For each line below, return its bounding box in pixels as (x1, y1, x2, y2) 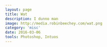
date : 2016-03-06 (5, 30, 41, 35)
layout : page (5, 7, 32, 12)
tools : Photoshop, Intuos (5, 35, 58, 40)
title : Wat (5, 12, 28, 17)
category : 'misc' (5, 25, 41, 30)
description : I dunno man (5, 16, 58, 21)
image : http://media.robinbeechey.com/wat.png (5, 21, 103, 26)
